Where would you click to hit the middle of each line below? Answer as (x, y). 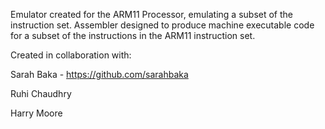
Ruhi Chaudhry (41, 93)
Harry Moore (36, 113)
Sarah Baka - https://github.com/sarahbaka (99, 74)
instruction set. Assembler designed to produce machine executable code (162, 25)
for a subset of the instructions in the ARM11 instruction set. (133, 35)
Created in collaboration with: (71, 55)
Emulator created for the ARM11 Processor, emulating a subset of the (151, 14)
